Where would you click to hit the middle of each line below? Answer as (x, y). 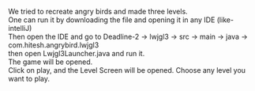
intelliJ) (20, 28)
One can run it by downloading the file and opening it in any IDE (112, 20)
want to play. (29, 79)
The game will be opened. (51, 62)
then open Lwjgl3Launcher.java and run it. (77, 53)
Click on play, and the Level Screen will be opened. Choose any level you (127, 70)
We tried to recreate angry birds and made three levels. (98, 11)
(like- (225, 20)
